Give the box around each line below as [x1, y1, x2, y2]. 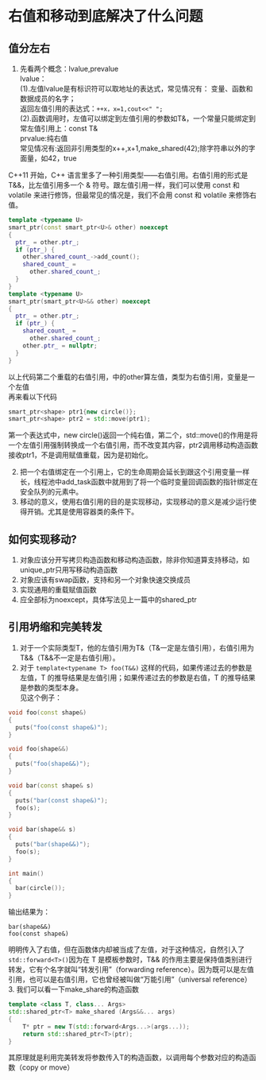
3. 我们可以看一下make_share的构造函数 [8, 985, 140, 994]
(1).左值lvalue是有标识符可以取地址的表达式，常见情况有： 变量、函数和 [19, 84, 253, 93]
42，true [47, 153, 77, 163]
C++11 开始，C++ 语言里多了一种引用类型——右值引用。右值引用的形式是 [8, 170, 249, 180]
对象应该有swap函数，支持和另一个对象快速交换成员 [19, 575, 191, 585]
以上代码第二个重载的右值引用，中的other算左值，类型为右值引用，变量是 [8, 371, 249, 382]
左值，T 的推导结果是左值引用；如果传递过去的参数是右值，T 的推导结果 [19, 673, 256, 682]
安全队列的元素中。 [19, 487, 83, 497]
